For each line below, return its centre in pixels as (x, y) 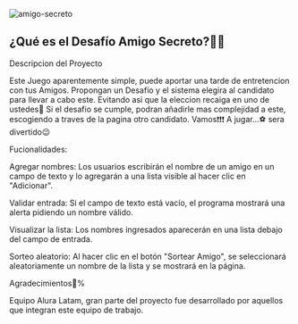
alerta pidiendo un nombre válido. (72, 212)
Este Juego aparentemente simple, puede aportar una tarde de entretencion (149, 80)
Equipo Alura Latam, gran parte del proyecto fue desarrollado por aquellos (146, 300)
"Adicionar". (31, 185)
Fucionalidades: (38, 149)
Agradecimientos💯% (47, 283)
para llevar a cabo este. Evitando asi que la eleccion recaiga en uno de (140, 99)
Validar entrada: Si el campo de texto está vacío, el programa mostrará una (147, 203)
